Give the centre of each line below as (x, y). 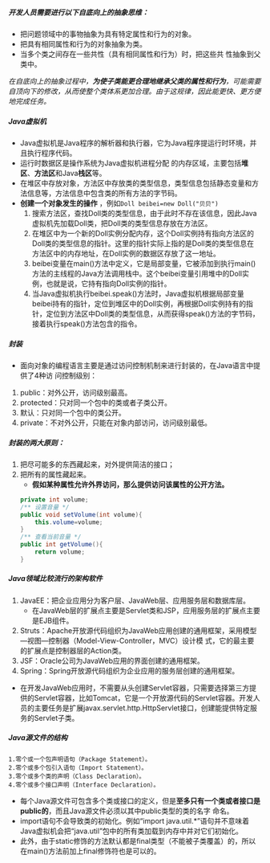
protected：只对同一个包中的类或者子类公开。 (96, 403)
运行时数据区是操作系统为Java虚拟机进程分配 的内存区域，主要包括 (131, 163)
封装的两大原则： (36, 443)
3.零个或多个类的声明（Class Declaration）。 (77, 776)
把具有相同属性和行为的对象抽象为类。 (83, 43)
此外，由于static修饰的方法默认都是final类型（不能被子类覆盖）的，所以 (138, 841)
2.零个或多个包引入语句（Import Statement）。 (78, 767)
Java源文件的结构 (38, 738)
